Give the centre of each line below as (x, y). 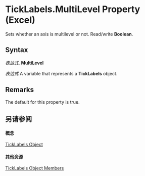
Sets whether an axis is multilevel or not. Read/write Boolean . (69, 34)
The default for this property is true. (42, 102)
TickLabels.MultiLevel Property (73, 9)
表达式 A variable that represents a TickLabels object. (61, 73)
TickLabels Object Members (35, 168)
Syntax (17, 50)
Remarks (20, 90)
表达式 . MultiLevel (25, 63)
